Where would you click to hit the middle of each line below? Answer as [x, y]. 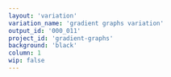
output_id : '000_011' [45, 30]
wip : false [27, 61]
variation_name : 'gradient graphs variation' [86, 23]
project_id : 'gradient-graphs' [61, 38]
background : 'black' [43, 46]
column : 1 [25, 53]
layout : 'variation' [43, 16]
